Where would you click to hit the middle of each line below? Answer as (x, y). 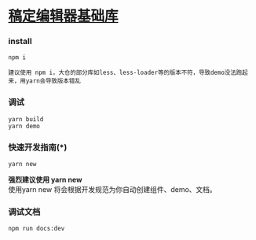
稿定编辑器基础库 (64, 16)
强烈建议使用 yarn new (45, 180)
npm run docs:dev (37, 229)
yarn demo (24, 126)
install (20, 42)
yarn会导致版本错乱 (53, 81)
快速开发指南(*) (38, 147)
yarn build (26, 119)
